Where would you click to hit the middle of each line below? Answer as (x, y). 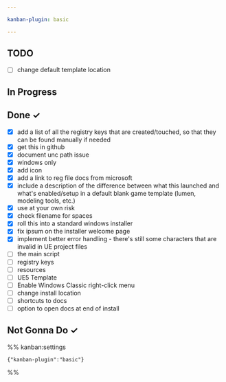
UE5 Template (37, 277)
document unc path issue (53, 155)
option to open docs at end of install (68, 308)
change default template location (64, 70)
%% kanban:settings (37, 347)
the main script (38, 254)
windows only (37, 162)
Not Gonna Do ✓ (43, 330)
